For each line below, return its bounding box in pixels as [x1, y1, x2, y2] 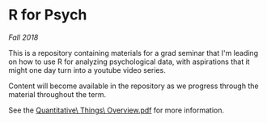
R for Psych [8, 6, 87, 24]
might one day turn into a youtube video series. [8, 65, 166, 74]
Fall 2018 [8, 32, 39, 42]
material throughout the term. [8, 89, 107, 99]
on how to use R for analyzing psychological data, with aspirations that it [8, 57, 250, 66]
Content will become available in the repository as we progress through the [8, 81, 259, 91]
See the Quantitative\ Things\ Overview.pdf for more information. [8, 105, 225, 115]
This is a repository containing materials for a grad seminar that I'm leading [8, 48, 259, 57]
